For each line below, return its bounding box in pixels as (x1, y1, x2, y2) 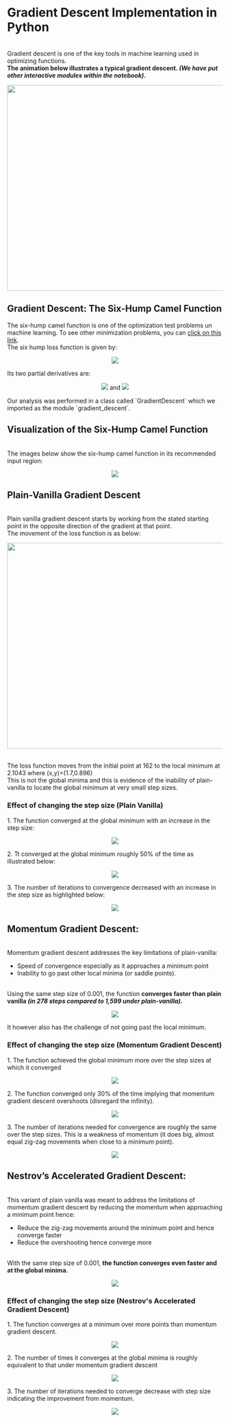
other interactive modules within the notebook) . (7, 71, 146, 80)
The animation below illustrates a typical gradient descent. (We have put (7, 64, 218, 72)
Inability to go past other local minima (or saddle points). (16, 969, 177, 977)
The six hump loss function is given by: (7, 343, 118, 351)
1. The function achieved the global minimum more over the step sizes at (7, 1056, 212, 1064)
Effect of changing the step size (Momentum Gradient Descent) (7, 1041, 222, 1050)
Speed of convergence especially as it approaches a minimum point (16, 962, 209, 970)
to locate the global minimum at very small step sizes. (26, 783, 178, 792)
